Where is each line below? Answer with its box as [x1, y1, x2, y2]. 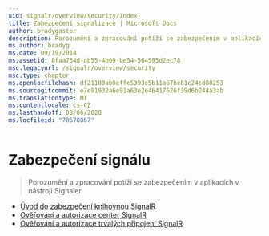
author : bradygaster [8, 26, 78, 35]
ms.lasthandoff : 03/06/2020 [8, 109, 102, 117]
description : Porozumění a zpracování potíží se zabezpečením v [8, 34, 227, 43]
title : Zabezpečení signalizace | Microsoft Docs [8, 19, 178, 27]
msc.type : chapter [8, 71, 70, 79]
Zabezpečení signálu [8, 151, 151, 169]
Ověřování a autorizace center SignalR [19, 210, 147, 219]
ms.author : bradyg [8, 42, 70, 50]
